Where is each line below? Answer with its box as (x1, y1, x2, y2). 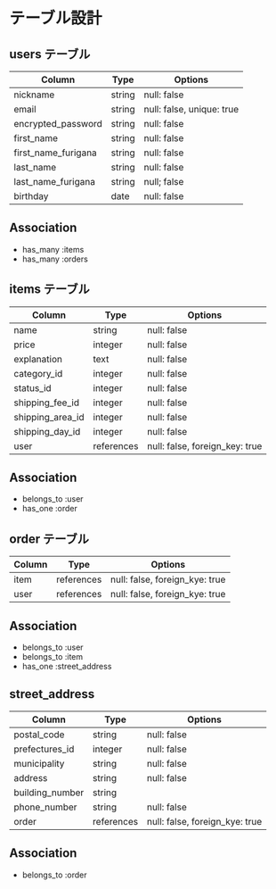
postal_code (13, 728, 65, 741)
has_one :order (21, 503, 77, 514)
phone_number (13, 801, 77, 813)
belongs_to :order (21, 869, 87, 880)
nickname (13, 88, 55, 101)
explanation (13, 353, 62, 365)
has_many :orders (21, 253, 89, 264)
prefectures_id (13, 743, 75, 755)
